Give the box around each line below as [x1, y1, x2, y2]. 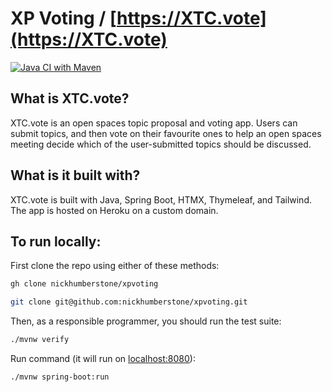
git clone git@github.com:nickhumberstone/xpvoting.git [10, 297, 248, 307]
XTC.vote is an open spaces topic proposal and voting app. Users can [10, 117, 298, 129]
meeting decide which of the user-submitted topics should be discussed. [10, 138, 312, 150]
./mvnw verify [10, 335, 70, 345]
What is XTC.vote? [10, 90, 130, 107]
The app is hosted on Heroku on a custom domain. [10, 204, 219, 216]
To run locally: [10, 233, 102, 250]
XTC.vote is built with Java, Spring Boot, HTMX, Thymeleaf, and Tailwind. [10, 193, 312, 206]
